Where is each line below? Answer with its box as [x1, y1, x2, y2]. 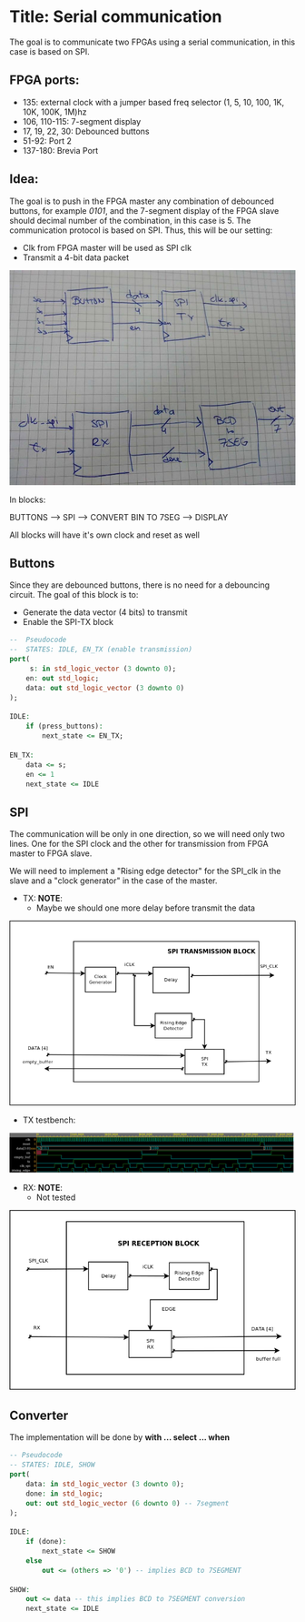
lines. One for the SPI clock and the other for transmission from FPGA [9, 839, 270, 850]
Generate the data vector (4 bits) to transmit [22, 607, 188, 618]
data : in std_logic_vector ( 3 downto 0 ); [25, 1479, 184, 1488]
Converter [9, 1407, 69, 1423]
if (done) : [25, 1537, 67, 1546]
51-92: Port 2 [22, 135, 73, 146]
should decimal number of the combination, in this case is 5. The [9, 215, 251, 226]
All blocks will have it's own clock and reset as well [9, 529, 200, 540]
